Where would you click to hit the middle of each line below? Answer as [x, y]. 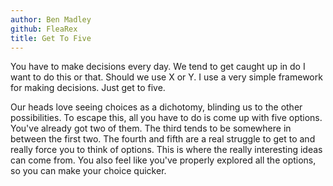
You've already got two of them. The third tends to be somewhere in [151, 128]
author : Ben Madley [51, 19]
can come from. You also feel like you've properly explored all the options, [163, 160]
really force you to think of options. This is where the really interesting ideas [166, 150]
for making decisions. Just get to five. [88, 88]
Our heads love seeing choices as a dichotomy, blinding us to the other [156, 107]
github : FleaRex [44, 29]
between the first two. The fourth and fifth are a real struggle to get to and [163, 139]
